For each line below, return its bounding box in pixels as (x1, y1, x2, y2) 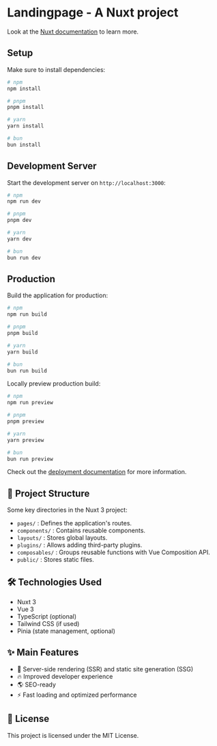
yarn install (7, 123, 44, 129)
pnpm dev (7, 217, 32, 224)
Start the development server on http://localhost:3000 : (7, 178, 166, 186)
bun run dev (7, 254, 41, 261)
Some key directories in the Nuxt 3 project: (7, 506, 128, 514)
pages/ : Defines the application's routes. (16, 519, 132, 527)
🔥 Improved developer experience (16, 672, 113, 680)
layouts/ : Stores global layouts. (16, 534, 108, 542)
